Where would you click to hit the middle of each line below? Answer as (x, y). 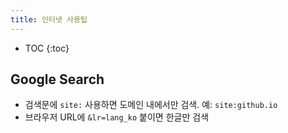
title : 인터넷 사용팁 (49, 19)
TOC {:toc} (47, 48)
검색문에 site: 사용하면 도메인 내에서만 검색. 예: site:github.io (151, 105)
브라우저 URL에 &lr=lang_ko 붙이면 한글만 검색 (117, 117)
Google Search (57, 79)
